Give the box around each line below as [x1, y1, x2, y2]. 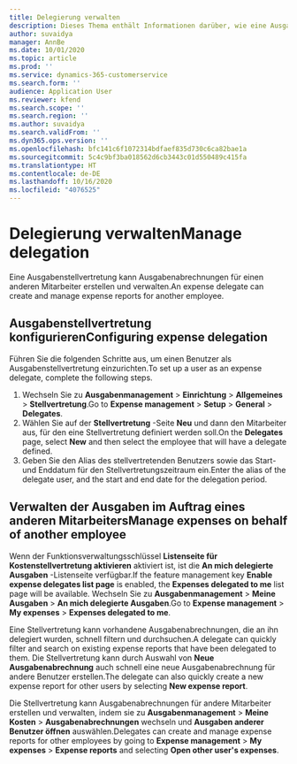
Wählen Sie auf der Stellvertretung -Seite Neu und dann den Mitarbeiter [21, 417, 287, 428]
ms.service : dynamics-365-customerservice [9, 71, 168, 80]
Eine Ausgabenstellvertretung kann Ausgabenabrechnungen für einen [9, 271, 263, 282]
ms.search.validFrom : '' [9, 128, 101, 137]
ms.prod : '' [9, 63, 53, 72]
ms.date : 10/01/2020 [9, 46, 86, 55]
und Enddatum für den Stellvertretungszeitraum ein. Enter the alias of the [21, 464, 286, 475]
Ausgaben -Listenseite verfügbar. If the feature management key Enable [9, 569, 272, 580]
